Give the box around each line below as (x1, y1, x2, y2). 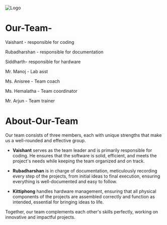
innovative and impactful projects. (5, 214, 75, 220)
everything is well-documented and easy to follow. (12, 178, 117, 184)
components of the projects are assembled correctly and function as (12, 193, 155, 199)
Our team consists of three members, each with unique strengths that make (5, 132, 162, 138)
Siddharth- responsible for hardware (5, 59, 81, 65)
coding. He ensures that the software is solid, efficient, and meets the (12, 152, 157, 158)
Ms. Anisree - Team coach (5, 78, 60, 84)
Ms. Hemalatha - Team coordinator (5, 88, 78, 94)
